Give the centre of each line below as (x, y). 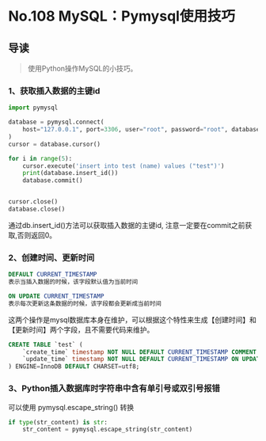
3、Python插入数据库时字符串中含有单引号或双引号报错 (114, 389)
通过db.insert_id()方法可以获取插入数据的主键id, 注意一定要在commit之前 (127, 225)
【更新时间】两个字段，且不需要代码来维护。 (81, 329)
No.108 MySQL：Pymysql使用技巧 (122, 16)
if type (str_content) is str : (58, 422)
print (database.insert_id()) (70, 173)
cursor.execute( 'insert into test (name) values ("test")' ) (123, 166)
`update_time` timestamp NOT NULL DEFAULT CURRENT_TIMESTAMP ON (131, 359)
